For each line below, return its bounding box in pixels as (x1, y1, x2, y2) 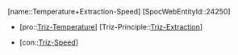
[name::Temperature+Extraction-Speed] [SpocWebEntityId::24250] (7, 7, 231, 16)
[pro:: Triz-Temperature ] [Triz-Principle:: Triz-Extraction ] (19, 22, 203, 31)
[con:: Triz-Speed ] (19, 37, 78, 47)
